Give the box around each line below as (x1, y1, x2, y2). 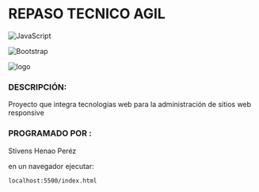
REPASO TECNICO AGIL (8, 5, 166, 23)
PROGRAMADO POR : (8, 128, 93, 139)
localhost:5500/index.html (8, 176, 97, 185)
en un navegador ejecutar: (8, 161, 94, 171)
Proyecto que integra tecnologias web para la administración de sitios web (8, 100, 252, 109)
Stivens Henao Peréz (8, 146, 77, 156)
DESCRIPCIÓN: (8, 81, 67, 92)
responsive (8, 108, 45, 117)
